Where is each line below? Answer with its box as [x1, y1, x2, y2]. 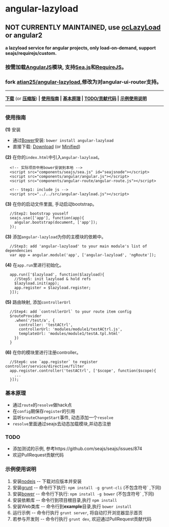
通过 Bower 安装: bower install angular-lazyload [12, 137, 114, 143]
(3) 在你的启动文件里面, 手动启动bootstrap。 [5, 201, 97, 207]
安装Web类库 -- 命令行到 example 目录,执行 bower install [12, 503, 132, 509]
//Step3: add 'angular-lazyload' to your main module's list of [10, 243, 147, 249]
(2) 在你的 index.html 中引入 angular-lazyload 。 [5, 154, 102, 160]
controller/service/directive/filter [5, 364, 84, 369]
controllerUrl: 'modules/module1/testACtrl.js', [18, 326, 123, 332]
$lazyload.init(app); [14, 281, 59, 286]
